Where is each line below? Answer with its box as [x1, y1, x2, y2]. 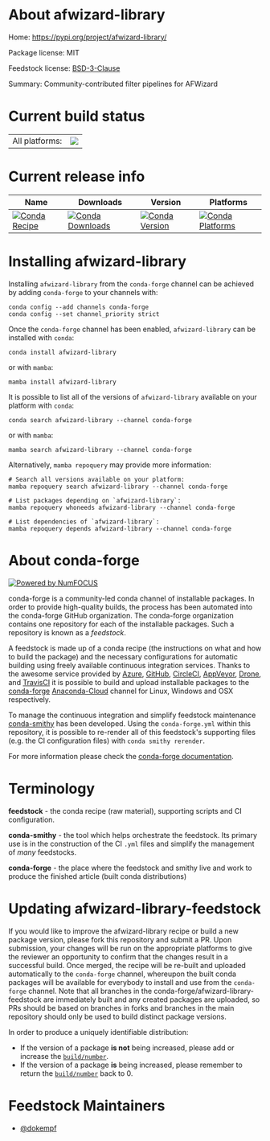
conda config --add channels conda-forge [8, 303, 149, 311]
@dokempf [19, 1123, 57, 1133]
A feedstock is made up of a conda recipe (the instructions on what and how [8, 643, 262, 653]
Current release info [8, 167, 145, 186]
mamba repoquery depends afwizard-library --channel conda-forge [8, 524, 231, 532]
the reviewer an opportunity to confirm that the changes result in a [8, 951, 229, 962]
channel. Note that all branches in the [27, 986, 153, 995]
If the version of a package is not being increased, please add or [19, 1043, 235, 1053]
